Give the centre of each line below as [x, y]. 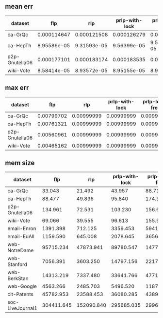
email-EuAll [21, 237]
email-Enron [22, 228]
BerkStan [18, 279]
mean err [19, 7]
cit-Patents [21, 294]
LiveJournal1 [23, 308]
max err [17, 88]
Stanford [17, 264]
